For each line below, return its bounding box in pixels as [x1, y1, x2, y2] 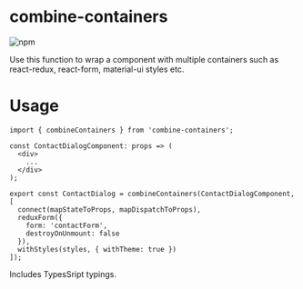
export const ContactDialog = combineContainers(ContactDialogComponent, [9, 189, 296, 198]
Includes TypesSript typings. [9, 268, 116, 279]
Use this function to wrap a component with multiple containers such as [9, 54, 279, 65]
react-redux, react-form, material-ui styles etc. [9, 64, 185, 75]
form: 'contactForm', [25, 221, 107, 230]
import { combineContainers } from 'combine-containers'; [9, 125, 234, 135]
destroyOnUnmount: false [25, 229, 120, 238]
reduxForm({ [17, 213, 64, 222]
